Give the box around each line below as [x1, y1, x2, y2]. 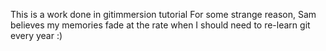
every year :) [10, 30, 63, 41]
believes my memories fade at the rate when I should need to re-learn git [10, 19, 311, 31]
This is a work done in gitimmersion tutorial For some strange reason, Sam [10, 9, 317, 20]
